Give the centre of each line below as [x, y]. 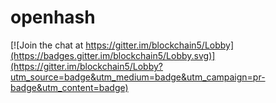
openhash [53, 17]
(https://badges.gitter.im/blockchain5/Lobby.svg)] [113, 55]
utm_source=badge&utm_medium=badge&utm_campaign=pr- [138, 77]
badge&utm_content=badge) [69, 87]
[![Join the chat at [47, 45]
